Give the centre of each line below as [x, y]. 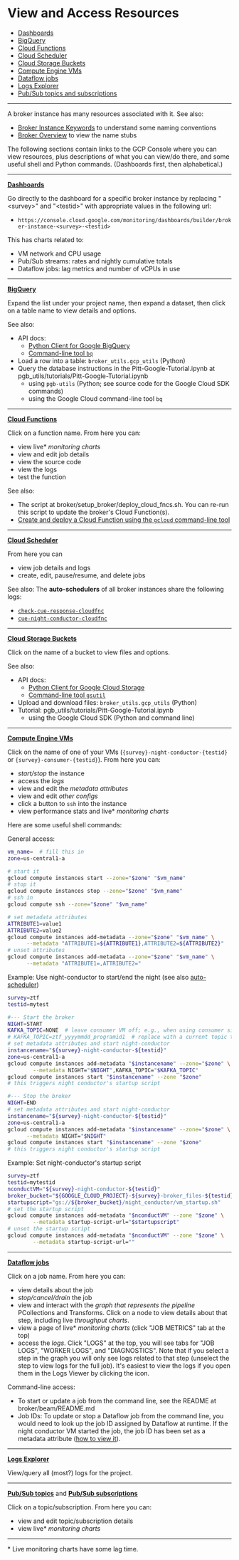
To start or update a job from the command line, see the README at [117, 1401]
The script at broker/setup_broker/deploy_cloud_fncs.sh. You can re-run [123, 504]
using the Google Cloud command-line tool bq [95, 398]
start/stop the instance [51, 773]
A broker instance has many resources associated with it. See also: [106, 114]
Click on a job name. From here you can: [67, 1276]
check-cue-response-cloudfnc [61, 611]
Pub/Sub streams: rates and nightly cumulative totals [95, 261]
